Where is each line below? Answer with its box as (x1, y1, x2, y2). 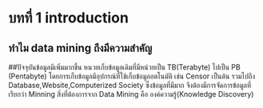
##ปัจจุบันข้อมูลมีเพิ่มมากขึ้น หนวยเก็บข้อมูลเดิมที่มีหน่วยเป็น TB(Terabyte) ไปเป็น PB (8, 62, 241, 72)
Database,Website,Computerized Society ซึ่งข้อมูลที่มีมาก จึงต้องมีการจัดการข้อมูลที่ (8, 81, 252, 90)
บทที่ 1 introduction (8, 9, 130, 27)
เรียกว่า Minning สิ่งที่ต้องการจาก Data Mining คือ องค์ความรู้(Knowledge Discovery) (8, 90, 254, 98)
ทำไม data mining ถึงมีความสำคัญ (8, 41, 153, 54)
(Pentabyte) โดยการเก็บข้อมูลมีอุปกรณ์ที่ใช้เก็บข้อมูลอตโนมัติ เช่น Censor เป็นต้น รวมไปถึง (8, 71, 256, 81)
